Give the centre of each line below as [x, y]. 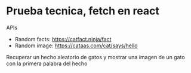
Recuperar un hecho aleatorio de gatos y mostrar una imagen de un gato [95, 57]
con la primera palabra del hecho [47, 63]
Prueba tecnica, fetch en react [83, 11]
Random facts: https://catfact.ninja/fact [63, 39]
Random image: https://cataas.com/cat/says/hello [76, 45]
